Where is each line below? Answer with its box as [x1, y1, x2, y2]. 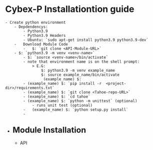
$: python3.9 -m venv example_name [40, 68, 115, 73]
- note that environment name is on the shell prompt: [23, 59, 140, 64]
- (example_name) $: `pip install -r [23, 81, 101, 86]
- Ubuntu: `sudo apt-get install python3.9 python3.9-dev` [23, 37, 149, 42]
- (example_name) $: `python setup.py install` [23, 107, 128, 112]
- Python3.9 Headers [23, 33, 66, 38]
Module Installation [12, 125, 86, 135]
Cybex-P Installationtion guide [5, 3, 134, 15]
